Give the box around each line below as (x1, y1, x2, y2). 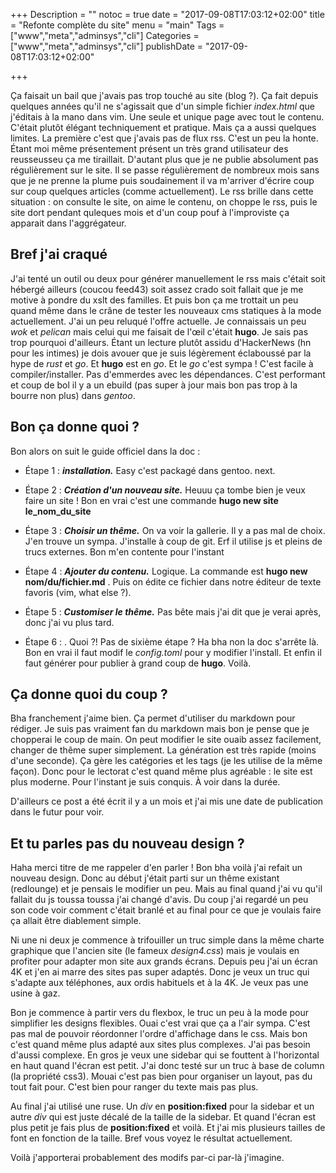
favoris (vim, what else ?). (24, 586, 132, 598)
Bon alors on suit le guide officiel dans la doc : (10, 445, 201, 457)
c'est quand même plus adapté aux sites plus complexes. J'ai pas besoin (10, 1039, 311, 1051)
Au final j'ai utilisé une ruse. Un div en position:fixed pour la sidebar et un (10, 1100, 315, 1113)
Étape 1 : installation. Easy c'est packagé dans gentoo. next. (24, 464, 276, 476)
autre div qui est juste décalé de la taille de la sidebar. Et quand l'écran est (10, 1111, 317, 1123)
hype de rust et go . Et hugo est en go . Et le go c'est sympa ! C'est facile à (10, 357, 314, 369)
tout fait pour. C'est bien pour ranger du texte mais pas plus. (10, 1081, 259, 1093)
